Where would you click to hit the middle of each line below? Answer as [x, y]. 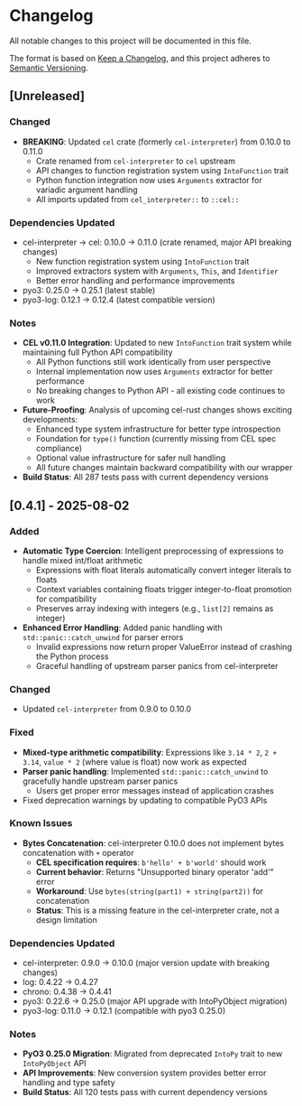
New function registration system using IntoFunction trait [142, 261]
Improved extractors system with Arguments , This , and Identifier [157, 271]
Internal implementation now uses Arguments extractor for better [154, 372]
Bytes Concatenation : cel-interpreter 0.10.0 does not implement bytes [153, 843]
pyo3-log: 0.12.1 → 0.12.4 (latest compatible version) [119, 300]
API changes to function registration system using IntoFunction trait [162, 170]
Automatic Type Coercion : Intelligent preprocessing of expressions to [153, 551]
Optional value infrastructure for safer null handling [131, 458]
